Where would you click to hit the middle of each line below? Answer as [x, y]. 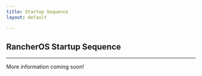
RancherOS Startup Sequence [64, 46]
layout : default [26, 17]
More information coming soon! [45, 67]
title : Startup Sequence [37, 12]
